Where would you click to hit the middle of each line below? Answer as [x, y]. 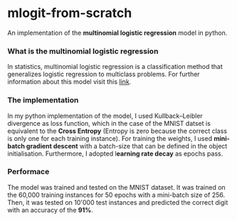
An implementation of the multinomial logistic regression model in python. [117, 33]
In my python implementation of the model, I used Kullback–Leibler [105, 116]
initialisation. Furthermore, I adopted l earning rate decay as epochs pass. [115, 153]
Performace [28, 172]
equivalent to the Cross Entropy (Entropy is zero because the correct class [117, 131]
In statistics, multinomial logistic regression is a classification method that [115, 67]
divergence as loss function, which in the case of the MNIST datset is [109, 123]
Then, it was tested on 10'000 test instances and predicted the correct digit [118, 202]
